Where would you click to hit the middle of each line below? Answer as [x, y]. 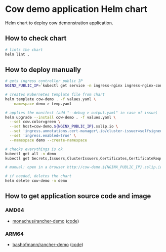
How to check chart [36, 38]
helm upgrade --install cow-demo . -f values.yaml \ [61, 117]
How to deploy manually [43, 69]
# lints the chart [24, 50]
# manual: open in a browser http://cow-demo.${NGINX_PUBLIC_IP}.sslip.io [84, 167]
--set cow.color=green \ [35, 122]
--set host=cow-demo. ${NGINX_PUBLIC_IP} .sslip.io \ [64, 126]
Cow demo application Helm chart [76, 9]
